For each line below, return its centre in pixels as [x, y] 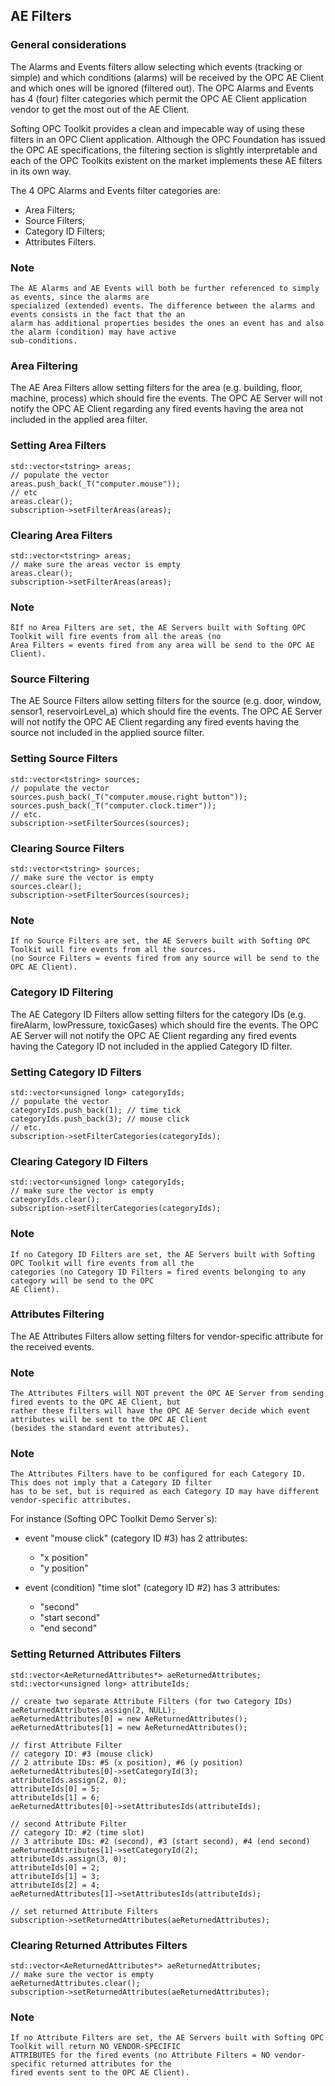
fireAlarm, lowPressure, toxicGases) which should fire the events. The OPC [164, 1025]
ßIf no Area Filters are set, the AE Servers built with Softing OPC [158, 628]
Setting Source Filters [64, 759]
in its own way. [41, 171]
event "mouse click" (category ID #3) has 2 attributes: [136, 1538]
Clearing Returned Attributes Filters [99, 1945]
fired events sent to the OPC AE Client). [100, 2073]
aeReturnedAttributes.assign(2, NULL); [93, 1710]
